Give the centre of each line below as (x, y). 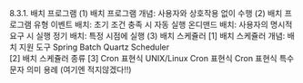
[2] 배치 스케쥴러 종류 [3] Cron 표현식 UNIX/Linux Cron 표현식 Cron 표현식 (143, 58)
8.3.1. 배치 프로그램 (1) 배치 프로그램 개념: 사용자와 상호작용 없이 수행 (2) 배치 (146, 13)
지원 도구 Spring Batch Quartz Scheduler (94, 47)
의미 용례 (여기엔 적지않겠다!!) (79, 69)
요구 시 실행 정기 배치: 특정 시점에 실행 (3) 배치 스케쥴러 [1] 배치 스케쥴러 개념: (147, 36)
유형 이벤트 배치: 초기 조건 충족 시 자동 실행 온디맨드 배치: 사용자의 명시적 (163, 24)
